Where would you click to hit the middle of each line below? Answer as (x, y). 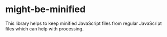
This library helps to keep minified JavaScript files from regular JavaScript (84, 23)
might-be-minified (46, 9)
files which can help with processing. (45, 28)
